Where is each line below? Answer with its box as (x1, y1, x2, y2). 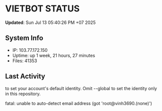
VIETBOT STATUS (5, 3, 80, 14)
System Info (5, 34, 44, 42)
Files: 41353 (12, 58, 37, 64)
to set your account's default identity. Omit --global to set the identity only (5, 85, 158, 91)
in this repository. (5, 91, 41, 97)
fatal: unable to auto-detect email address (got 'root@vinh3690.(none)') (5, 100, 153, 106)
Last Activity (5, 72, 46, 81)
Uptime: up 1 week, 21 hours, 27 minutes (12, 52, 95, 58)
